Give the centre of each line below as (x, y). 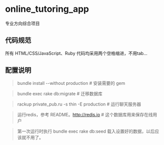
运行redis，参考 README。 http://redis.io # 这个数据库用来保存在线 (85, 114)
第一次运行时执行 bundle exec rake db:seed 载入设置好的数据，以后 (86, 131)
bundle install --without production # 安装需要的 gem (71, 83)
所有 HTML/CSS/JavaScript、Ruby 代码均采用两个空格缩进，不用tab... (76, 53)
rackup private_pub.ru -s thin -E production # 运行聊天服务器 (79, 104)
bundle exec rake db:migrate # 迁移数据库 (60, 93)
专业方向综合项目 (22, 23)
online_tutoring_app (47, 9)
